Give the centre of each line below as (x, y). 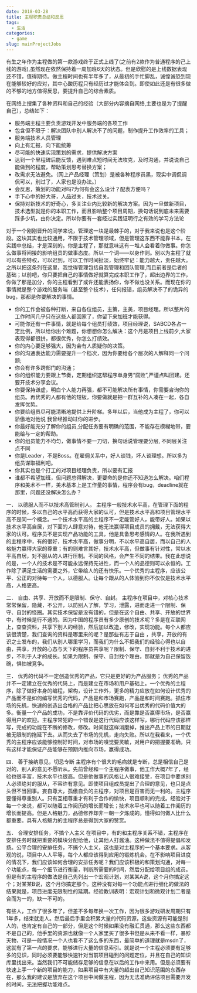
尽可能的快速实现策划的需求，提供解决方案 (66, 152)
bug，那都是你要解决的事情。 (42, 296)
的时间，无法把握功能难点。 (40, 984)
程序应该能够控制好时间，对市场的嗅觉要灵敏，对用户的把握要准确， (103, 742)
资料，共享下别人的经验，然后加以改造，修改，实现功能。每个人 (103, 627)
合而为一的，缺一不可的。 (37, 898)
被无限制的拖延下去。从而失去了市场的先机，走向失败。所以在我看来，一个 (96, 734)
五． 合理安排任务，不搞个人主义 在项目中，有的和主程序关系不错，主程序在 (97, 832)
